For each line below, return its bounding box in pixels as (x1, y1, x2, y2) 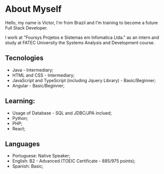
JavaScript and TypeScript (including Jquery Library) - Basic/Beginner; (12, 77, 156, 83)
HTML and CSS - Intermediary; (12, 72, 75, 78)
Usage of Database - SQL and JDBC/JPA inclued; (12, 110, 112, 116)
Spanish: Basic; (12, 163, 44, 169)
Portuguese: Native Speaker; (12, 153, 70, 159)
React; (12, 125, 25, 131)
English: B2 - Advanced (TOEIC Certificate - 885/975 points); (12, 158, 136, 164)
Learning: (5, 97, 35, 105)
